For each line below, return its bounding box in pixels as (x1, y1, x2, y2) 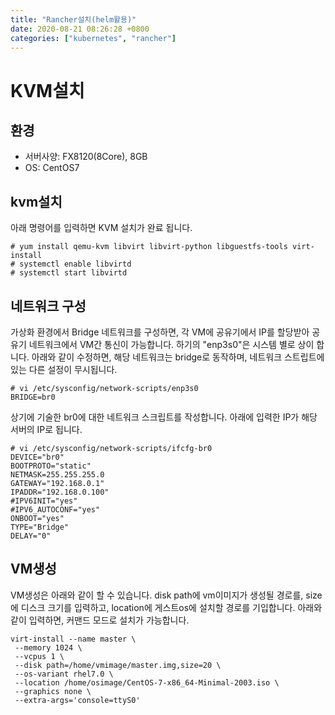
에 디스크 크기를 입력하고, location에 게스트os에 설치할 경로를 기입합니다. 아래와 (10, 601, 323, 613)
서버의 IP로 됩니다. (10, 424, 83, 435)
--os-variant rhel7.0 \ (14, 669, 114, 679)
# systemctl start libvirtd (10, 268, 128, 278)
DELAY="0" (10, 531, 52, 541)
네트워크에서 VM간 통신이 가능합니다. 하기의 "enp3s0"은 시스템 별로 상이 (28, 339, 315, 350)
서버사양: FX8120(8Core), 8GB (24, 151, 148, 163)
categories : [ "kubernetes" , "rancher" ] (10, 33, 177, 43)
